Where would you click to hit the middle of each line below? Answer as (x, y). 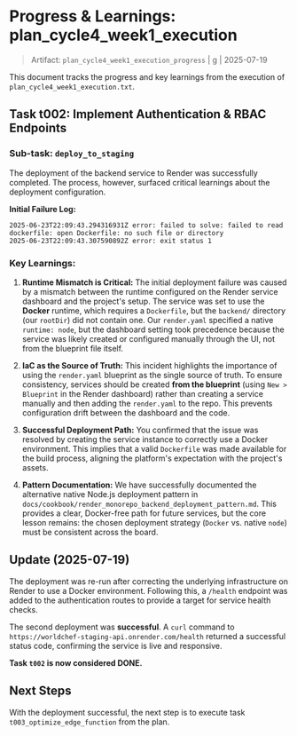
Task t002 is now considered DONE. (76, 662)
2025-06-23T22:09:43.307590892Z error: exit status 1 (111, 241)
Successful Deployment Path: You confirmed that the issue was (140, 430)
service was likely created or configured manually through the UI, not (148, 338)
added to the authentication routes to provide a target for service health (140, 600)
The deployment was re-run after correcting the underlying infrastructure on (148, 581)
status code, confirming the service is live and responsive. (116, 645)
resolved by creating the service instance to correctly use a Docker (145, 439)
